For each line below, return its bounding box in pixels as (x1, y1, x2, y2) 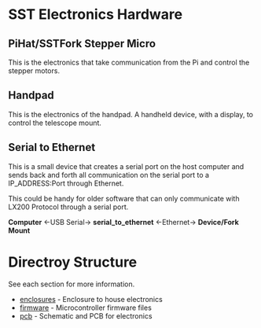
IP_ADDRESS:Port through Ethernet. (8, 179, 124, 188)
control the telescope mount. (8, 118, 102, 127)
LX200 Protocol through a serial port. (8, 202, 129, 212)
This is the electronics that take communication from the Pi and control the (8, 57, 250, 67)
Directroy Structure (8, 253, 138, 271)
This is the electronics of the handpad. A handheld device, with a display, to (8, 109, 254, 119)
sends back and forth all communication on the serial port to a (8, 170, 210, 179)
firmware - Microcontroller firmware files (19, 303, 152, 312)
